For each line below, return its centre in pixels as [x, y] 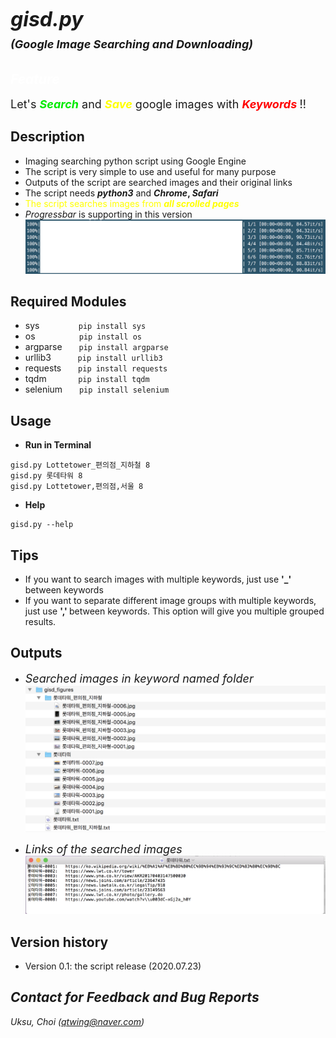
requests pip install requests [96, 368]
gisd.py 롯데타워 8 [46, 476]
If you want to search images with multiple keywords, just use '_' [158, 579]
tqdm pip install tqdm [87, 379]
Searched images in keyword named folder [139, 678]
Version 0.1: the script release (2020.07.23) [113, 966]
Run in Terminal [58, 445]
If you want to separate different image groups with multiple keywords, [170, 601]
